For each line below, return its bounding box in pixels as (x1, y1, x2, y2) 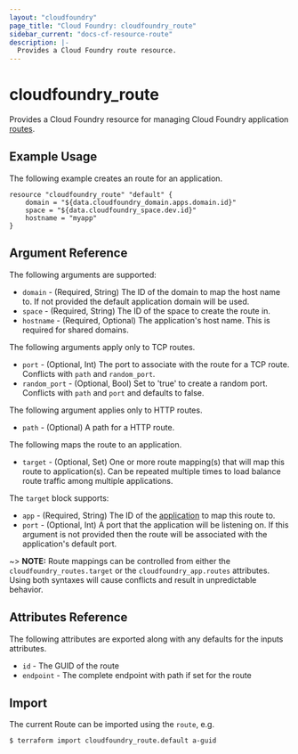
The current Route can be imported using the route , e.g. (9, 719, 215, 730)
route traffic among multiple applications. (21, 475, 173, 486)
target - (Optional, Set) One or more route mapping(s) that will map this (21, 456, 285, 467)
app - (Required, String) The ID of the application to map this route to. (21, 510, 276, 520)
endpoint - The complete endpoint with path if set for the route (21, 669, 252, 680)
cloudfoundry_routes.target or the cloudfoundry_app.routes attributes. (9, 565, 270, 576)
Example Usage (9, 149, 98, 165)
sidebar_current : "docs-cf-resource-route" (9, 29, 173, 38)
